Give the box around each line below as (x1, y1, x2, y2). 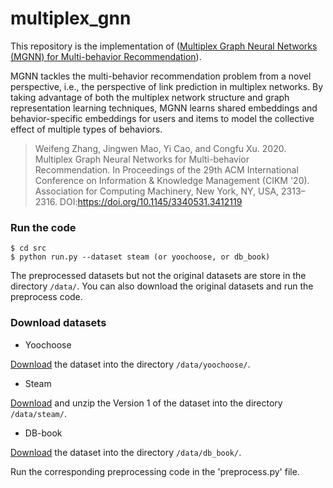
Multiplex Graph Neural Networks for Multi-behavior (34, 153, 250, 165)
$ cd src (10, 243, 47, 254)
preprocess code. (10, 291, 83, 303)
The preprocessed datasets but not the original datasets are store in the (10, 270, 307, 282)
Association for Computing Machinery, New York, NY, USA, (34, 185, 280, 197)
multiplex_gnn (10, 7, 132, 30)
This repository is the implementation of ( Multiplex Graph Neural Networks (10, 40, 318, 52)
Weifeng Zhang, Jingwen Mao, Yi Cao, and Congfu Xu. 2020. (34, 142, 287, 154)
